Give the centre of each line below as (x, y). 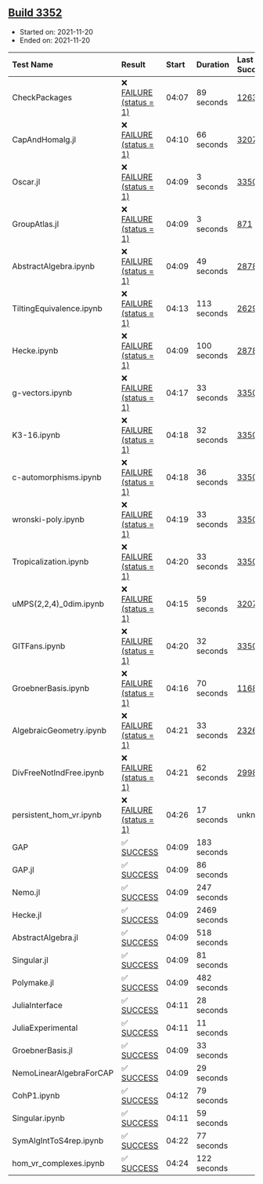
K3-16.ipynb (36, 435)
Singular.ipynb (38, 1118)
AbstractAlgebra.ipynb (54, 266)
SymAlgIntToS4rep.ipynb (58, 1140)
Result (133, 64)
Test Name (32, 64)
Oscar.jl (26, 181)
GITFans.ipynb (39, 645)
